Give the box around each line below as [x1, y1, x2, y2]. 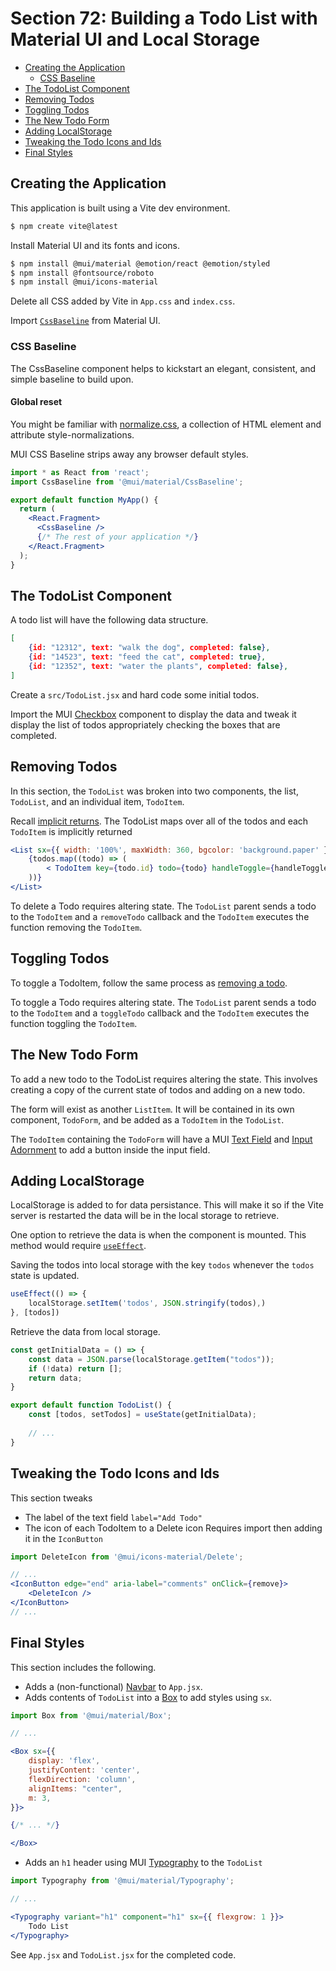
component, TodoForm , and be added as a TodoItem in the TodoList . [10, 1113, 285, 1126]
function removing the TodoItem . [10, 921, 143, 933]
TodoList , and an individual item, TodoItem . [10, 795, 185, 807]
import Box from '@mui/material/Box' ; [10, 1710, 172, 1721]
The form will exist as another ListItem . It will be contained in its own [10, 1103, 295, 1115]
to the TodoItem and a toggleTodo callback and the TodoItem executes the [10, 1007, 310, 1019]
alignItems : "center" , [28, 1783, 123, 1794]
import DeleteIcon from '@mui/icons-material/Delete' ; [10, 1552, 244, 1562]
